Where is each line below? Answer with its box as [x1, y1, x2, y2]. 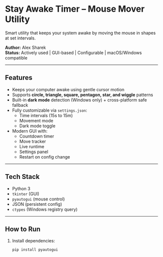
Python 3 [12, 185, 31, 191]
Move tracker [19, 138, 46, 144]
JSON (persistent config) [12, 201, 62, 207]
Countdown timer [19, 133, 54, 139]
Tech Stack [5, 173, 40, 181]
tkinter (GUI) [12, 191, 40, 197]
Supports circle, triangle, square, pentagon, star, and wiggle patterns [12, 92, 153, 98]
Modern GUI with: [12, 128, 48, 134]
